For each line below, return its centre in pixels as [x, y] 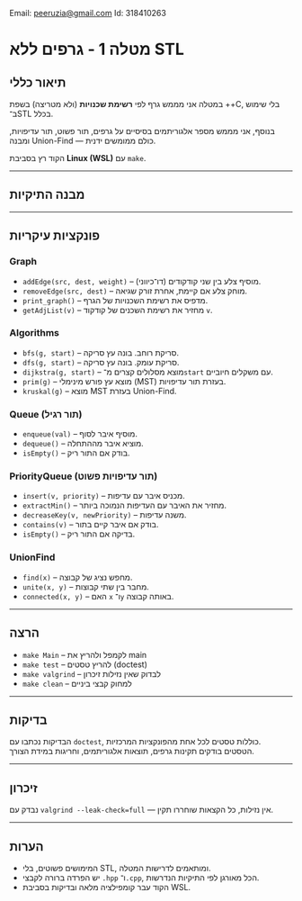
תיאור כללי [38, 82]
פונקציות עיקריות [55, 236]
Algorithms [35, 333]
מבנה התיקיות [47, 195]
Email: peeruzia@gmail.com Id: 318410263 [88, 13]
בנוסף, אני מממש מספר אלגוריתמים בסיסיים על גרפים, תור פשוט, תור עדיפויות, [142, 131]
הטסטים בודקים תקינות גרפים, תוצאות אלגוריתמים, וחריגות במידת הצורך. [132, 752]
